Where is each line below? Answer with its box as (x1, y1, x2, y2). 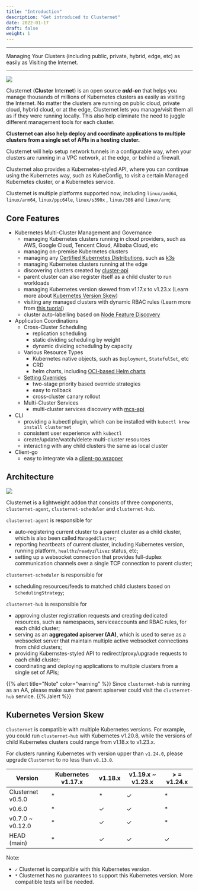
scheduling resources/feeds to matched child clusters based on (14, 583, 171, 590)
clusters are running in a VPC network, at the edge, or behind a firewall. (6, 154, 181, 161)
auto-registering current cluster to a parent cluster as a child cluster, (14, 528, 182, 535)
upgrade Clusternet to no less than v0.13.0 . (6, 756, 114, 763)
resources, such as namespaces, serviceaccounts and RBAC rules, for (14, 618, 187, 625)
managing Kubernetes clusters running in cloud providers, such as (23, 235, 186, 242)
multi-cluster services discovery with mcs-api (32, 405, 145, 412)
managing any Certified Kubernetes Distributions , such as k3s (23, 254, 175, 261)
